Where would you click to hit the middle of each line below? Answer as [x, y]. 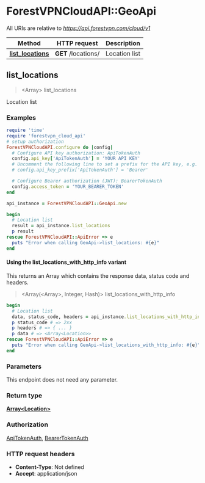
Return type [24, 395]
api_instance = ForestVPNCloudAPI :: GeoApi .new [67, 203]
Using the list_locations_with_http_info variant [67, 262]
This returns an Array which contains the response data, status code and [98, 275]
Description [123, 43]
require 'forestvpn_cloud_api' [46, 136]
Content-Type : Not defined [49, 467]
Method [29, 43]
